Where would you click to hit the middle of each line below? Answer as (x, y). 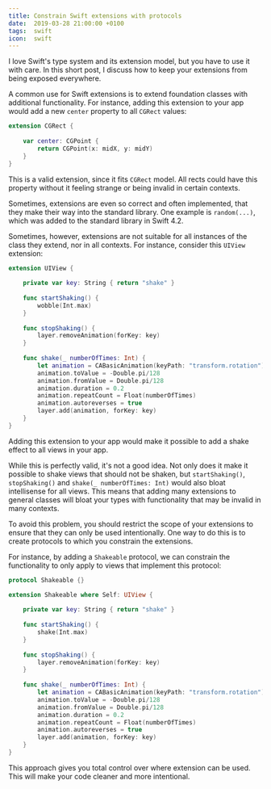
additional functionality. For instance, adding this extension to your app (126, 103)
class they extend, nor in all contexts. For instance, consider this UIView (127, 245)
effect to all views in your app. (58, 450)
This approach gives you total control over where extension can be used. (130, 767)
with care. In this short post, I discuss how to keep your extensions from (128, 70)
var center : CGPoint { (61, 141)
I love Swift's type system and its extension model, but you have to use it (129, 61)
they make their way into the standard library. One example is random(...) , (132, 212)
